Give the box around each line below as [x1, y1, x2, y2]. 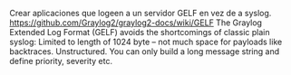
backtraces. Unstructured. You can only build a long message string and [9, 46, 280, 57]
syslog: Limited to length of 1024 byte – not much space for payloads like [9, 36, 283, 47]
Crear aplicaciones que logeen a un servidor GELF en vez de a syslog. [9, 8, 272, 18]
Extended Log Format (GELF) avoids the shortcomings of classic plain [9, 27, 270, 37]
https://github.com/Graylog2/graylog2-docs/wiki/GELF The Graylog [9, 17, 263, 28]
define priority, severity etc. [9, 56, 113, 66]
